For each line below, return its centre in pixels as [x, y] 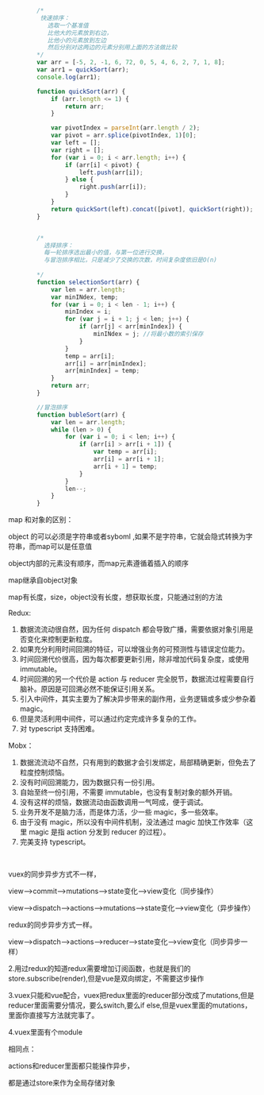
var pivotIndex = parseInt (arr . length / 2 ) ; [125, 128]
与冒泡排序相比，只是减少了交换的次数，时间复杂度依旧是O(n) [130, 260]
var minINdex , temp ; [84, 297]
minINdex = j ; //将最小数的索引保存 [148, 334]
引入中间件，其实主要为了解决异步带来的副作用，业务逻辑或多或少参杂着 [138, 699]
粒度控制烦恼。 [44, 772]
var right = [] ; [77, 150]
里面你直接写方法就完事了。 [54, 1016]
